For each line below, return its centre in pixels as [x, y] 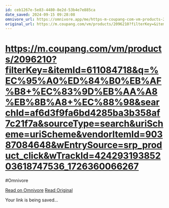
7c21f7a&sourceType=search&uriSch [84, 124]
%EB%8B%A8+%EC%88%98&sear [82, 102]
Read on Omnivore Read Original [39, 190]
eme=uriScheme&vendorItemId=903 [84, 134]
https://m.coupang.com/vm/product [83, 49]
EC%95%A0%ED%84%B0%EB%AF [83, 81]
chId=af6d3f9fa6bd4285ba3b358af [83, 113]
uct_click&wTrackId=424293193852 [83, 156]
